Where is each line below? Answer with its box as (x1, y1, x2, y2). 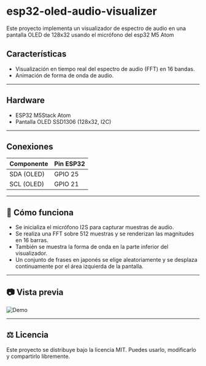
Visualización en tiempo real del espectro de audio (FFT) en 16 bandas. (15, 65, 195, 72)
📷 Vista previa (6, 287, 64, 297)
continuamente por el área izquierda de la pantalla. (15, 262, 144, 270)
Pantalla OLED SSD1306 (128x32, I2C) (15, 118, 112, 125)
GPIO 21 (54, 180, 79, 188)
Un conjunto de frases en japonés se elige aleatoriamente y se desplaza (15, 256, 198, 264)
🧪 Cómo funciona (6, 207, 74, 218)
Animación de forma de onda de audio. (15, 72, 114, 79)
